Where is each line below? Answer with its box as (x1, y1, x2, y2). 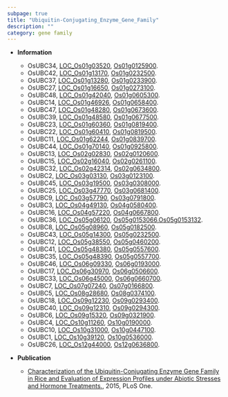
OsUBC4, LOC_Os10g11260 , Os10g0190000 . (27, 318, 153, 327)
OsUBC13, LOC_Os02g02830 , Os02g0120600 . (27, 150, 160, 158)
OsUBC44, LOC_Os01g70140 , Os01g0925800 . (27, 142, 159, 151)
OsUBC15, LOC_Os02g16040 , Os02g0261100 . (27, 157, 158, 166)
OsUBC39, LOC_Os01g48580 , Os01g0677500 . (27, 113, 159, 122)
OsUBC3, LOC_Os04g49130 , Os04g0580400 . (27, 201, 158, 209)
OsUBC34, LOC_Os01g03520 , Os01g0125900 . (27, 61, 159, 70)
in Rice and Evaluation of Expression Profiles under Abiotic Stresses (27, 374, 221, 383)
